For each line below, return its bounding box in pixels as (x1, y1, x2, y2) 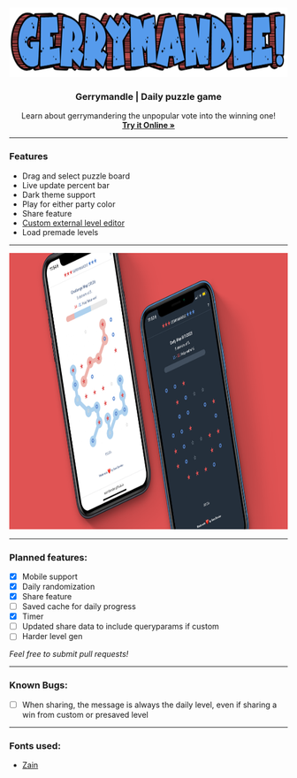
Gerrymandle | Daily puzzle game (74, 90, 223, 103)
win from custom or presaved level (21, 709, 148, 720)
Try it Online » (122, 120, 175, 131)
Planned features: (9, 551, 88, 563)
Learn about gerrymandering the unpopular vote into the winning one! (21, 111, 276, 121)
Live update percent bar (21, 179, 110, 190)
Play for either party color (21, 198, 116, 210)
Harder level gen (21, 631, 83, 642)
